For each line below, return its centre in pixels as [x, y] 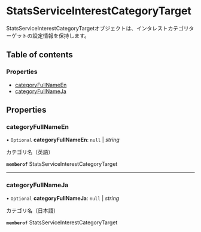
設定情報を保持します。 [61, 35]
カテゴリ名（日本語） [32, 211]
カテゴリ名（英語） [30, 152]
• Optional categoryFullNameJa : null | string [63, 198]
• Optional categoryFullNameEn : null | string [63, 140]
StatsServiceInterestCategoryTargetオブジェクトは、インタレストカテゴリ [98, 28]
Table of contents [39, 55]
